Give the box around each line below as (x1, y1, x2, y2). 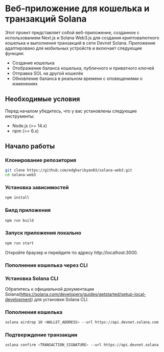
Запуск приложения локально (5, 229, 82, 236)
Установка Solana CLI (5, 275, 59, 282)
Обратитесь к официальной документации (5, 286, 94, 292)
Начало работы (5, 142, 55, 151)
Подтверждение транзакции (5, 331, 77, 338)
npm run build (5, 218, 34, 223)
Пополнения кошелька (5, 308, 63, 315)
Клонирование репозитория (5, 157, 76, 164)
